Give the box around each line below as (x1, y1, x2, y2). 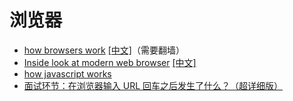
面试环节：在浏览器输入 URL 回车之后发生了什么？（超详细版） (23, 79, 284, 91)
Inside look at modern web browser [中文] (23, 56, 197, 68)
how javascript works (23, 67, 112, 80)
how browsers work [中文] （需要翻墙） (23, 44, 185, 56)
